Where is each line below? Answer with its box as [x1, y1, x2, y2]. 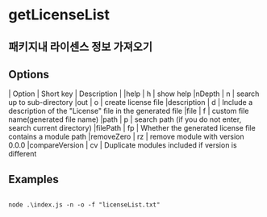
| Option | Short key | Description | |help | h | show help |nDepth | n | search [8, 89, 260, 98]
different [8, 149, 37, 159]
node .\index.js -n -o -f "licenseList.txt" [8, 201, 161, 209]
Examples [8, 172, 59, 186]
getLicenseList [8, 6, 111, 24]
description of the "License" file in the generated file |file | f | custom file [8, 106, 249, 116]
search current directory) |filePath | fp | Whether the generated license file [8, 123, 256, 133]
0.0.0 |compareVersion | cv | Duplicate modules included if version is [8, 140, 237, 150]
